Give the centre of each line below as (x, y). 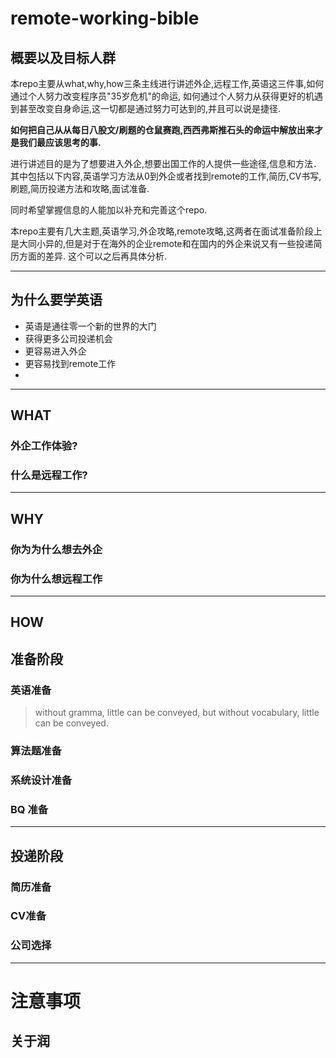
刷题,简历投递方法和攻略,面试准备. (80, 188)
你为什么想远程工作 (56, 579)
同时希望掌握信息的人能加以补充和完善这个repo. (109, 210)
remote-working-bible (105, 18)
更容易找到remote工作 (70, 363)
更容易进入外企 (55, 351)
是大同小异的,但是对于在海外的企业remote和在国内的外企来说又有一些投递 (162, 243)
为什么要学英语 (56, 300)
